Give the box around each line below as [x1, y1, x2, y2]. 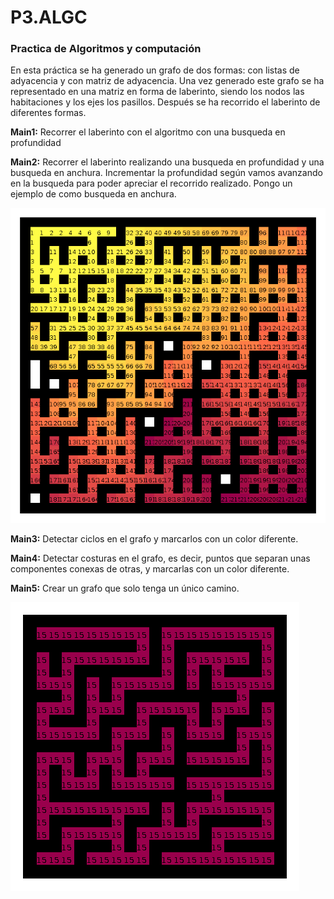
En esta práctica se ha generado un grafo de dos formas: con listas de [10, 64, 300, 76]
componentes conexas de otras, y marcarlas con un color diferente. [10, 563, 290, 575]
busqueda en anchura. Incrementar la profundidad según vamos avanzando [10, 167, 323, 179]
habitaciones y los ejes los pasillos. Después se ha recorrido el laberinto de [10, 96, 321, 108]
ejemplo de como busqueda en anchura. [10, 188, 177, 200]
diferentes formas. [10, 107, 87, 119]
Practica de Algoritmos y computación [10, 42, 202, 56]
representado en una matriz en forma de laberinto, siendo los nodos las [10, 86, 305, 98]
